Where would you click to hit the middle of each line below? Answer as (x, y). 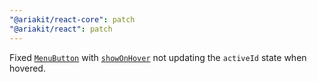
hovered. (27, 68)
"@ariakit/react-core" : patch (72, 19)
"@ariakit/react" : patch (61, 29)
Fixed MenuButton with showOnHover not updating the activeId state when (158, 57)
